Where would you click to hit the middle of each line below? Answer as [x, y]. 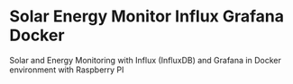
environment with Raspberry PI [67, 70]
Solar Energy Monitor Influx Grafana [147, 17]
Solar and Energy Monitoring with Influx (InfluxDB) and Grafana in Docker [145, 60]
